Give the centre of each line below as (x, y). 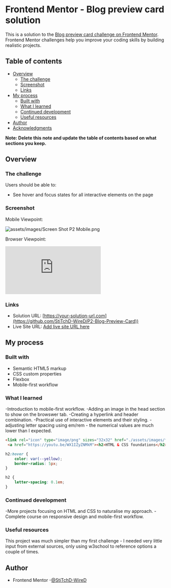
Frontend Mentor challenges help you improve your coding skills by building (85, 40)
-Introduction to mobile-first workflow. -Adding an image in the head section (85, 409)
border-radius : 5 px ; (36, 463)
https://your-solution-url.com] (75, 316)
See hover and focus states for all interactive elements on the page (83, 195)
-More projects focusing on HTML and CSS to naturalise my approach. (79, 511)
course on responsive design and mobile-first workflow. (85, 516)
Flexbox (21, 379)
